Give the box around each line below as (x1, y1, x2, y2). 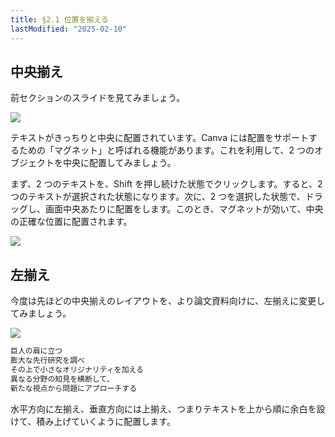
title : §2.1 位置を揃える (10, 14, 109, 25)
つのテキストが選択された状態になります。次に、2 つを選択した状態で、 (10, 191, 306, 203)
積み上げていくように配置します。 (36, 415, 176, 427)
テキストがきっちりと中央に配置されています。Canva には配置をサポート (10, 132, 309, 144)
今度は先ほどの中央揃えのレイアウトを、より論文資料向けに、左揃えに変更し (10, 295, 326, 307)
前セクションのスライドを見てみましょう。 (10, 92, 186, 104)
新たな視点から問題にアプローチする (10, 383, 138, 393)
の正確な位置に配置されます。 (10, 216, 133, 228)
